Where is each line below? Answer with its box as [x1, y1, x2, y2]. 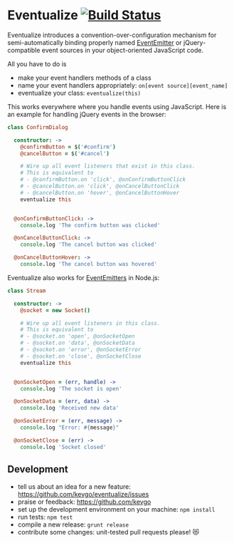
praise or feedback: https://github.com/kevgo [17, 497, 151, 506]
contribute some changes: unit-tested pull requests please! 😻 [17, 527, 199, 536]
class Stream [7, 287, 46, 294]
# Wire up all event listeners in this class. [20, 319, 161, 327]
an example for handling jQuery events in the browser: [7, 110, 166, 118]
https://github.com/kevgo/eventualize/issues [17, 490, 149, 498]
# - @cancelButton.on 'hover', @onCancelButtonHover [20, 189, 180, 196]
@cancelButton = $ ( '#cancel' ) [20, 150, 110, 157]
